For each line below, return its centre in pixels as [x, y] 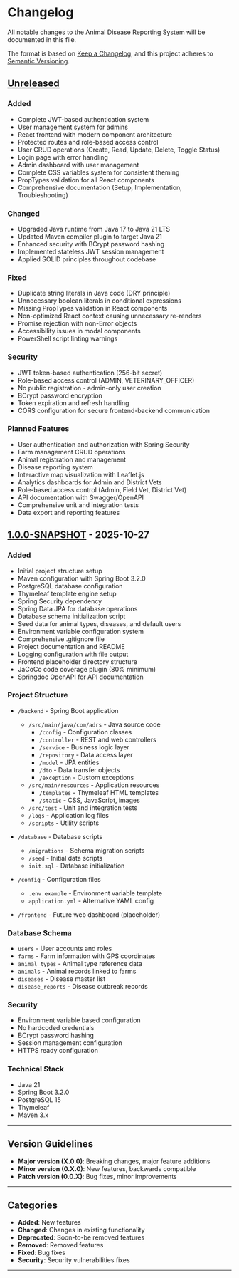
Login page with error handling [63, 157]
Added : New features [49, 1222]
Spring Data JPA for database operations [78, 608]
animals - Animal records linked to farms [77, 971]
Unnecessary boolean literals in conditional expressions [99, 301]
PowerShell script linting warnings [68, 338]
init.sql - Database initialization [76, 866]
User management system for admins [73, 127]
